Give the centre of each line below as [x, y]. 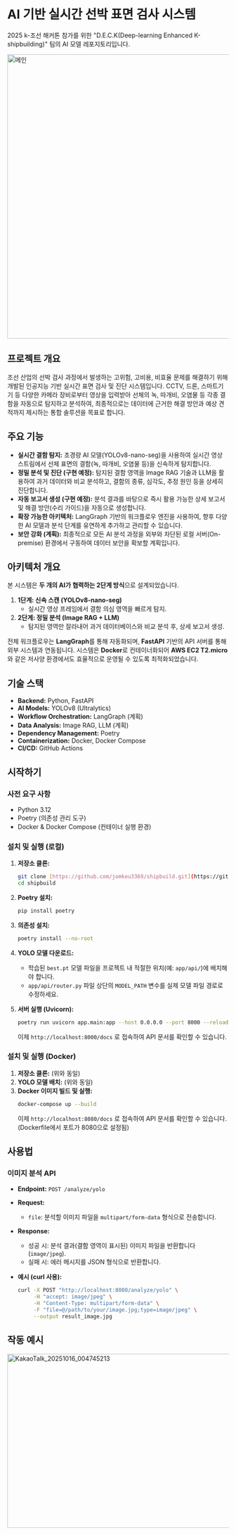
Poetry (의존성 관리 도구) [52, 818]
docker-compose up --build [57, 1104]
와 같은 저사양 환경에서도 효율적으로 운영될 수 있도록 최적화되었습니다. [103, 659]
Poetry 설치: [35, 897]
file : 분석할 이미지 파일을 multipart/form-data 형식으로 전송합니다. [122, 1217]
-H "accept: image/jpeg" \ [73, 1297]
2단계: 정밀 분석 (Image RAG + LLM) [68, 618]
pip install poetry [46, 911]
